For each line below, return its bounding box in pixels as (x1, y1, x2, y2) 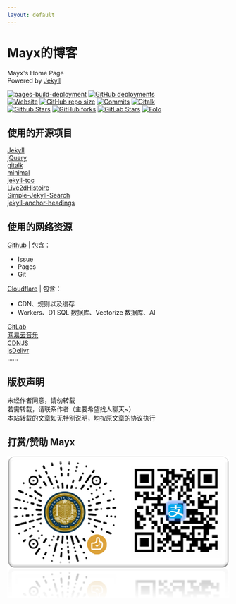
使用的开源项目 (7, 127, 73, 139)
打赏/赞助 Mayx (7, 436, 75, 448)
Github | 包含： (7, 241, 51, 250)
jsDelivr (7, 346, 30, 355)
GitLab (7, 322, 27, 331)
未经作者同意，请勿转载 (7, 396, 75, 404)
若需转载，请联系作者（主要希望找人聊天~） (7, 405, 135, 413)
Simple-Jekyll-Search (7, 191, 70, 200)
